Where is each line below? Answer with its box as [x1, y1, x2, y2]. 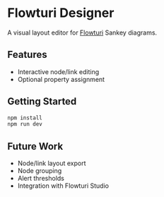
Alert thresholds [17, 174, 65, 183]
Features [7, 49, 47, 61]
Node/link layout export [17, 159, 86, 167]
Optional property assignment [17, 75, 105, 83]
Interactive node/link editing [17, 67, 100, 76]
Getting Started [7, 95, 77, 107]
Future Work [7, 140, 64, 153]
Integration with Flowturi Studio [17, 181, 110, 190]
